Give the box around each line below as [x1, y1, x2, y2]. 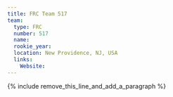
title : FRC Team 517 [7, 10, 68, 18]
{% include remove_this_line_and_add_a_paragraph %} [7, 82, 167, 90]
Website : [20, 63, 46, 70]
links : [13, 56, 33, 63]
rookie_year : [13, 43, 52, 50]
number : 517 [13, 30, 49, 37]
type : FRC [13, 23, 42, 30]
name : [13, 37, 30, 44]
